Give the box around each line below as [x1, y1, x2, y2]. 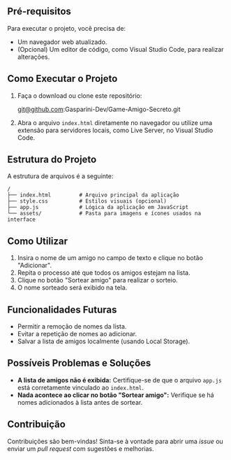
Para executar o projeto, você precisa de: [7, 24, 126, 32]
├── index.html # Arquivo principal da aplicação [7, 192, 179, 199]
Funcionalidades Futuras [7, 303, 117, 315]
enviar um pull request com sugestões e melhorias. [7, 444, 154, 453]
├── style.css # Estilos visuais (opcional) [7, 198, 167, 205]
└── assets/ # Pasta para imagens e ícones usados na [7, 210, 201, 217]
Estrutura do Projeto [7, 154, 97, 166]
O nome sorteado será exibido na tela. [17, 283, 128, 292]
